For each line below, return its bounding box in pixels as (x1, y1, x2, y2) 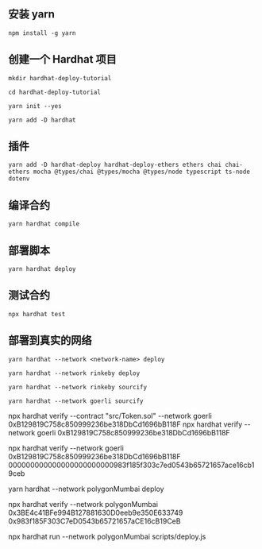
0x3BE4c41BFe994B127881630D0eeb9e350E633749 (8, 508, 183, 517)
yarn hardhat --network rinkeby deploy (8, 369, 141, 377)
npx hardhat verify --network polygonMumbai (8, 499, 159, 508)
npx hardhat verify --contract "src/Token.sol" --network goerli (8, 411, 212, 420)
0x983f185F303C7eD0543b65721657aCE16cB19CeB (8, 516, 181, 526)
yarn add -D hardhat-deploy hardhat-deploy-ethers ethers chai (8, 161, 222, 169)
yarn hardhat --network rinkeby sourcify (8, 383, 148, 391)
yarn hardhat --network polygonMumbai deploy (8, 484, 164, 493)
